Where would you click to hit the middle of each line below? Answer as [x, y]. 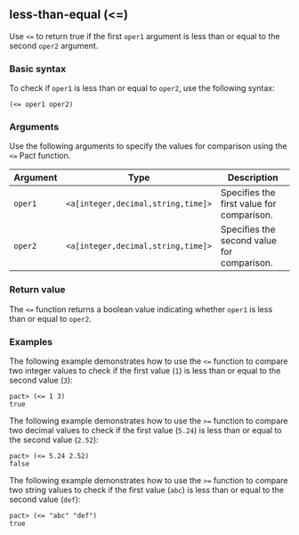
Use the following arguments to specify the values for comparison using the [148, 146]
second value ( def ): [45, 499]
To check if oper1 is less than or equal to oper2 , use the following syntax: [142, 88]
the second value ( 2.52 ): [54, 440]
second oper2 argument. [54, 45]
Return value [37, 290]
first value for [249, 204]
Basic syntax [38, 69]
